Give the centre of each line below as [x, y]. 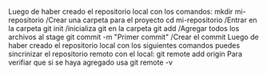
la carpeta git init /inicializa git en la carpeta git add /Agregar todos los [124, 28]
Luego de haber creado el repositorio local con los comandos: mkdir [121, 12]
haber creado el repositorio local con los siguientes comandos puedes [124, 45]
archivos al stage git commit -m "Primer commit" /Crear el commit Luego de [133, 37]
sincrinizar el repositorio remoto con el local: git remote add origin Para [125, 54]
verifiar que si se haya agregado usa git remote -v [91, 62]
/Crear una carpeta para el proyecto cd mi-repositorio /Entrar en [151, 20]
